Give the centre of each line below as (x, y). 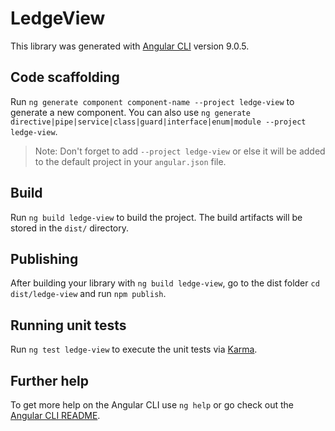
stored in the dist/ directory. (70, 228)
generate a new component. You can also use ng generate (130, 112)
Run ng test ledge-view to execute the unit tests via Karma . (134, 349)
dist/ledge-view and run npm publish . (88, 294)
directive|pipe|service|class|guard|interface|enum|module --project (158, 122)
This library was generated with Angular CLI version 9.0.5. (130, 46)
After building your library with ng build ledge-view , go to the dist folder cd (165, 283)
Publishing (44, 258)
